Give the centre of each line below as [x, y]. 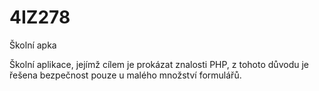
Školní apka [33, 45]
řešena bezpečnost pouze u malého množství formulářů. [125, 75]
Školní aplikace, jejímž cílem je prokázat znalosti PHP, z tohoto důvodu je [159, 64]
